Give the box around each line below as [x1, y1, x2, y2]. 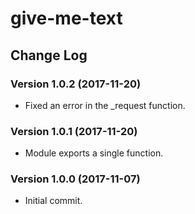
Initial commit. [24, 195, 83, 207]
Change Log [10, 47, 88, 64]
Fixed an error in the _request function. [24, 99, 186, 111]
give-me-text [10, 7, 123, 30]
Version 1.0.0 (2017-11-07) [10, 172, 141, 186]
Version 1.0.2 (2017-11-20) [10, 77, 142, 91]
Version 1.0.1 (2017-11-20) [10, 124, 138, 138]
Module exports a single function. [24, 147, 164, 159]
